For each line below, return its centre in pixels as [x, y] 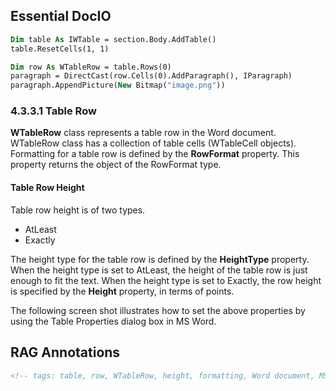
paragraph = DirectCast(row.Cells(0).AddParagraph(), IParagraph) [151, 76]
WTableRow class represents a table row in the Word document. [143, 133]
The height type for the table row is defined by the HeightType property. [160, 259]
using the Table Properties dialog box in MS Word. [113, 321]
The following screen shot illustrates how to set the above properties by [158, 310]
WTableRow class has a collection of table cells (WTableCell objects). [153, 143]
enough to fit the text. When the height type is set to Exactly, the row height [166, 280]
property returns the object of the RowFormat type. [116, 165]
